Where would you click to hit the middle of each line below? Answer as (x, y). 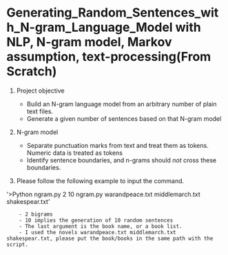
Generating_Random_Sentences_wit (113, 13)
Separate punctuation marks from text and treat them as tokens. (117, 145)
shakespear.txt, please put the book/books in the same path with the (110, 238)
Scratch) (32, 72)
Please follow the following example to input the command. (100, 180)
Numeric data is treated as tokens (75, 153)
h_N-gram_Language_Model (90, 27)
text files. (40, 111)
